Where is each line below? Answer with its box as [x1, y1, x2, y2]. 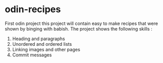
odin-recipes [5, 4, 61, 15]
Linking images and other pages [12, 46, 80, 52]
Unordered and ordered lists [12, 41, 72, 47]
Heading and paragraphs [12, 36, 65, 42]
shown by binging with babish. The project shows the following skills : [5, 25, 152, 31]
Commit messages [12, 52, 52, 58]
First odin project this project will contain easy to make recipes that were [5, 20, 158, 26]
